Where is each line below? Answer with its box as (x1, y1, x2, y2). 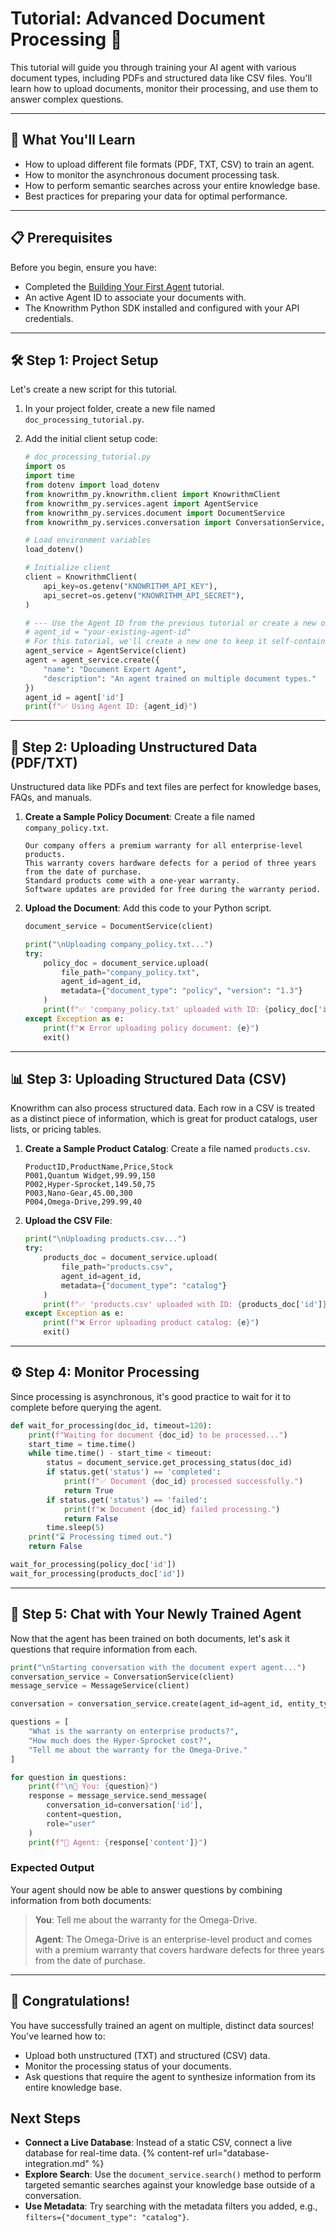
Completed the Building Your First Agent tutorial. (24, 280, 225, 292)
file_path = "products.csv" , (61, 1262, 174, 1272)
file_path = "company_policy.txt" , (61, 967, 201, 977)
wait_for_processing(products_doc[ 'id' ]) (10, 1568, 186, 1579)
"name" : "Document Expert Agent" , (43, 664, 187, 674)
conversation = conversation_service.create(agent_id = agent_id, (10, 1699, 284, 1709)
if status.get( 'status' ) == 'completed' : (46, 1467, 222, 1477)
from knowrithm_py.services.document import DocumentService (24, 508, 286, 518)
